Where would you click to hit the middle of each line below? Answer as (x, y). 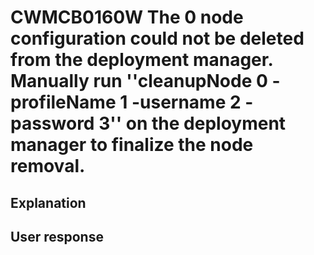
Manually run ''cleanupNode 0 (139, 81)
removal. (48, 166)
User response (57, 236)
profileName (63, 102)
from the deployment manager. (141, 60)
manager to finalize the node (132, 145)
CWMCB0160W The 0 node (127, 17)
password (52, 123)
